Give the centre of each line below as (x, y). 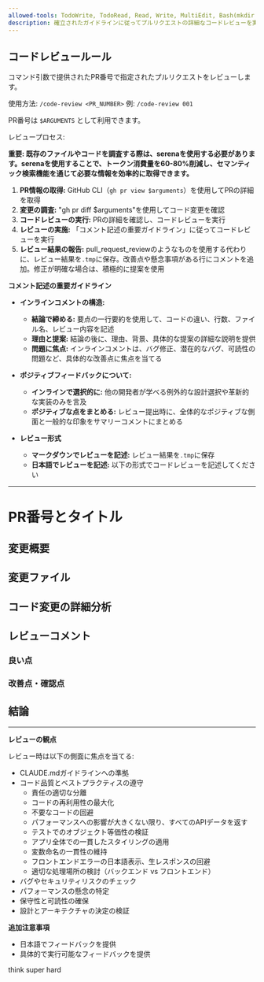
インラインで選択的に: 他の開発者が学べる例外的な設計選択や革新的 (140, 392)
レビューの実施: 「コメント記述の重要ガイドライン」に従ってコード (128, 230)
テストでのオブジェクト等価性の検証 (90, 832)
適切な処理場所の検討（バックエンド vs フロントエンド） (123, 871)
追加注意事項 (29, 927)
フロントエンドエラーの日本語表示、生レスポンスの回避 (121, 861)
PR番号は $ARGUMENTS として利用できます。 (77, 120)
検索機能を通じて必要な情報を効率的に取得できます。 (108, 173)
